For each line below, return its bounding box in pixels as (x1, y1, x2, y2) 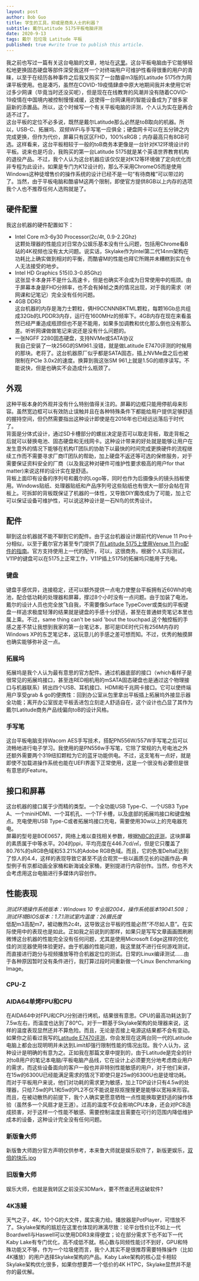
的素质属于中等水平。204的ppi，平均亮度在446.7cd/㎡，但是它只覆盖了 (6, 840, 181, 847)
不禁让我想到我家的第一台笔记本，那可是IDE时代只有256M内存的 (21, 623, 179, 630)
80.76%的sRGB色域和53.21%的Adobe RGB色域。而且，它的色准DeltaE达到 (6, 848, 189, 855)
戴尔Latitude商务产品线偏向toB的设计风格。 (6, 706, 113, 713)
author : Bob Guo (6, 14, 46, 20)
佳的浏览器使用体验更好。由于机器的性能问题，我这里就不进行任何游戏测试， (6, 943, 193, 950)
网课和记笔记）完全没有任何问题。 (14, 291, 98, 298)
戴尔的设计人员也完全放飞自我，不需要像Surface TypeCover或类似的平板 (6, 601, 184, 608)
